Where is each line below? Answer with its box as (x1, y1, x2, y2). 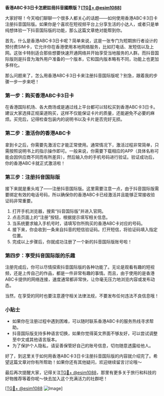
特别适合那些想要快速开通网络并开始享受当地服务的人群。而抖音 (26, 50, 155, 56)
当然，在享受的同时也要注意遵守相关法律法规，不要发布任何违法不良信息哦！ (5, 293, 159, 299)
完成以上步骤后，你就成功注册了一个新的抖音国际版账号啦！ (12, 239, 132, 244)
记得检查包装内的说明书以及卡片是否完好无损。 (30, 116, 125, 122)
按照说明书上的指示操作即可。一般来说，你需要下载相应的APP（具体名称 (9, 148, 155, 154)
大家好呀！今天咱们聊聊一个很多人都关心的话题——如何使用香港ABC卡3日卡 (5, 15, 158, 21)
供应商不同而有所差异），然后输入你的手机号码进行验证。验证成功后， (18, 154, 157, 160)
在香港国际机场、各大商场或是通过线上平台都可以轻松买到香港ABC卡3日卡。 (5, 104, 158, 110)
